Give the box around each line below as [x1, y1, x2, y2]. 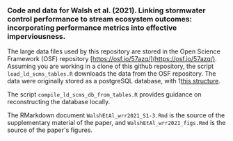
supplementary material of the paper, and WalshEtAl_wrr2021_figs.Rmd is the [7, 119, 226, 127]
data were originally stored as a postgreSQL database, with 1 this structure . [7, 77, 221, 85]
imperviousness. [7, 31, 66, 41]
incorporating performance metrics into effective [7, 23, 177, 33]
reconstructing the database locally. [7, 98, 111, 106]
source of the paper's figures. [7, 126, 93, 134]
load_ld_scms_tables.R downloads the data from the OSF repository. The [7, 69, 216, 78]
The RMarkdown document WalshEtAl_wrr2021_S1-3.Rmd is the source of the [7, 111, 225, 119]
